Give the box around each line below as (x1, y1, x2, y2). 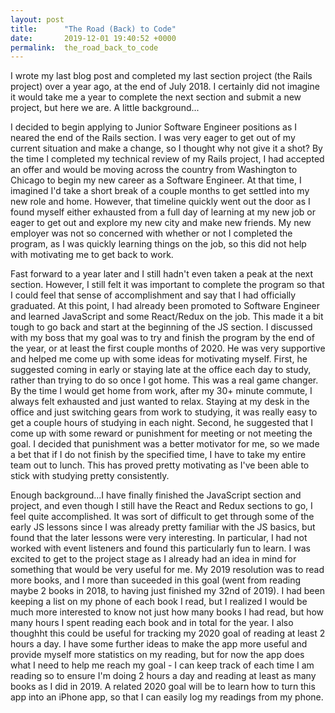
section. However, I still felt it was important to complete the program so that (10, 279, 325, 291)
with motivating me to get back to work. (10, 249, 174, 261)
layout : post (10, 14, 65, 25)
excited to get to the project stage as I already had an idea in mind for (10, 553, 297, 565)
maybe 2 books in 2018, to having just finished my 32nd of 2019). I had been (10, 585, 325, 597)
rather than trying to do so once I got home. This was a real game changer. (10, 374, 319, 386)
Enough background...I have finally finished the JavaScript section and (10, 489, 302, 501)
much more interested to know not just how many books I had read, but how (10, 606, 325, 618)
